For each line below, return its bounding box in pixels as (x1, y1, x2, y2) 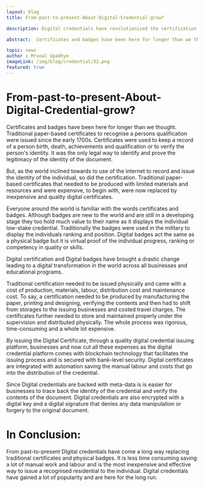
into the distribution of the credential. (6, 369, 99, 376)
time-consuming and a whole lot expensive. (6, 325, 116, 332)
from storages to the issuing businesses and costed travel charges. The (6, 306, 186, 313)
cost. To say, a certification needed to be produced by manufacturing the (6, 292, 189, 300)
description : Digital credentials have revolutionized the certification (6, 25, 197, 32)
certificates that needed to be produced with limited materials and (23, 180, 188, 187)
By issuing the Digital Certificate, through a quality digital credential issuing (6, 337, 194, 344)
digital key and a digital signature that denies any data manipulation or (6, 400, 182, 407)
